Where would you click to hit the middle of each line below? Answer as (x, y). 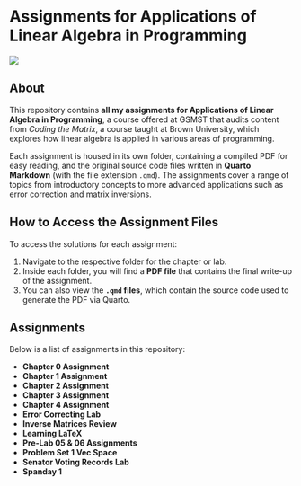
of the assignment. (57, 280)
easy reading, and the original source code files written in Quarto (130, 165)
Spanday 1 (42, 472)
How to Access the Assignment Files (114, 222)
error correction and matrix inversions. (81, 194)
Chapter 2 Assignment (66, 386)
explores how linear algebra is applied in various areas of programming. (142, 138)
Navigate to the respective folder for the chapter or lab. (124, 261)
